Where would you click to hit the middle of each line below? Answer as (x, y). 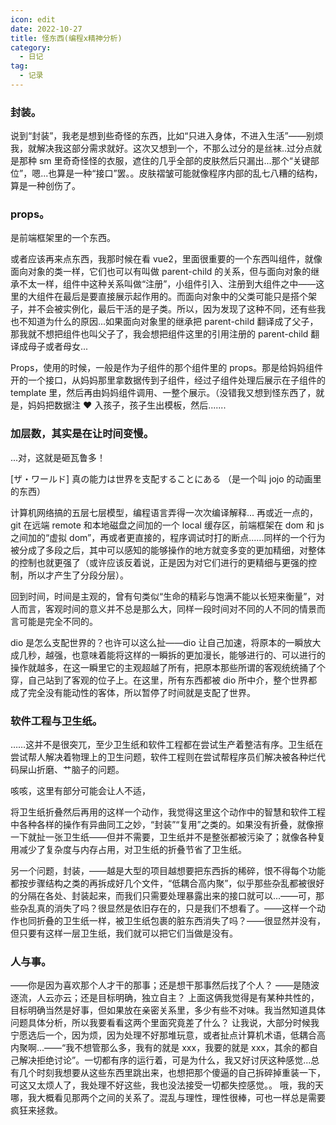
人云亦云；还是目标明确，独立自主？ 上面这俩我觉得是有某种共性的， (178, 998)
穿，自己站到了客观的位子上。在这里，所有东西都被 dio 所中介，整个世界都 (164, 680)
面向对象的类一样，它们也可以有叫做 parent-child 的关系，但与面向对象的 (161, 272)
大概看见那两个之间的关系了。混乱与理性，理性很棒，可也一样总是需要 (181, 1098)
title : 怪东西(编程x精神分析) (66, 38)
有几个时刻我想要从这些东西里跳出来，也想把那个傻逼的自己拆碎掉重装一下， (168, 1073)
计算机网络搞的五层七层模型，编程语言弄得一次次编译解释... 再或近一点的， (164, 512)
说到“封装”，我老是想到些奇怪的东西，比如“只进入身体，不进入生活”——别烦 (167, 136)
